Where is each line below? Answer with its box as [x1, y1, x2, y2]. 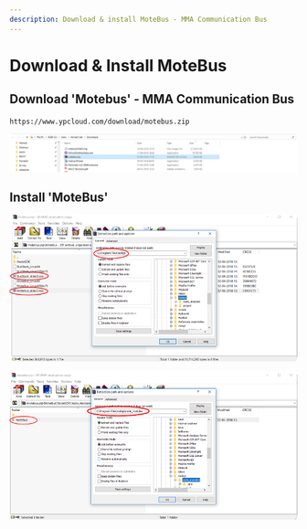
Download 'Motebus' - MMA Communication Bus [9, 91, 295, 107]
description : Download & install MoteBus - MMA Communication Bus [9, 15, 268, 24]
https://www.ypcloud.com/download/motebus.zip [9, 117, 190, 126]
